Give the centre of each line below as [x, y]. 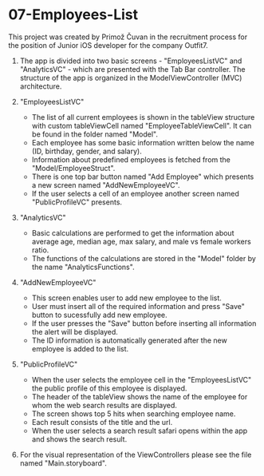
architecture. [41, 86]
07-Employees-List [73, 15]
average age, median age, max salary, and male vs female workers [141, 241]
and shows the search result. [79, 439]
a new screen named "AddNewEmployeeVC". [106, 184]
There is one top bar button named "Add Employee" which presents [143, 177]
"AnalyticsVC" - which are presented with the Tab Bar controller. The [132, 69]
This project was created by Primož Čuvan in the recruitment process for [128, 37]
